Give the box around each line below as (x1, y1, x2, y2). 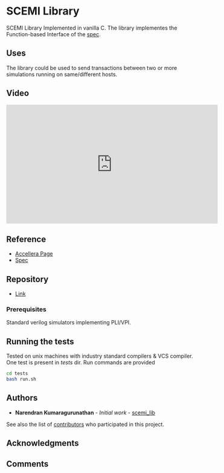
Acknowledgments (6, 438, 80, 448)
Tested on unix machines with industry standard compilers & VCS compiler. (6, 352, 193, 360)
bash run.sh (6, 376, 36, 382)
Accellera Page (14, 250, 53, 257)
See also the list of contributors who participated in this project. (6, 420, 165, 428)
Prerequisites (6, 305, 46, 314)
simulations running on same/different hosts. (6, 71, 118, 78)
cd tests (6, 370, 28, 377)
